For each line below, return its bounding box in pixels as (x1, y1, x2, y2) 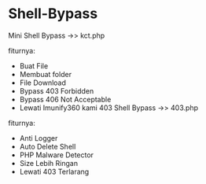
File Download (19, 78, 67, 87)
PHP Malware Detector (19, 150, 94, 160)
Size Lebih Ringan (19, 158, 79, 167)
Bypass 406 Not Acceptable (19, 94, 112, 104)
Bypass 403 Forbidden (19, 86, 94, 95)
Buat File (19, 61, 49, 71)
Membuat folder (19, 69, 72, 79)
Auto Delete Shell (19, 142, 76, 151)
